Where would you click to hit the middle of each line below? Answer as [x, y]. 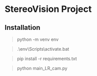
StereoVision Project [48, 9]
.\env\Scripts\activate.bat [43, 49]
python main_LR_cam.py [42, 68]
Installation [22, 28]
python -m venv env [37, 39]
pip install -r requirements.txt [47, 59]
